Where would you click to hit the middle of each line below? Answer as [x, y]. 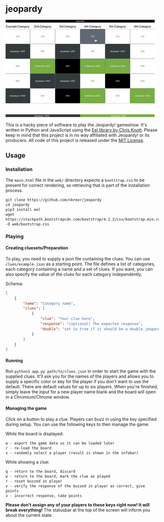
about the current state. [29, 515]
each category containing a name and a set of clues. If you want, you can [79, 269]
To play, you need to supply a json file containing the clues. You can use [78, 259]
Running [14, 360]
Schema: [14, 283]
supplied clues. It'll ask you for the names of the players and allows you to [80, 376]
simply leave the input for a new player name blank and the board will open [81, 392]
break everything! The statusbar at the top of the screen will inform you [78, 510]
